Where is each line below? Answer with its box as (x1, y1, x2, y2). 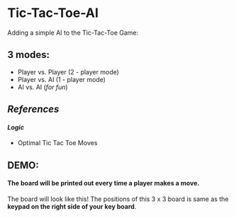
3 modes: (7, 49, 50, 61)
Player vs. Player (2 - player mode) (17, 67, 119, 76)
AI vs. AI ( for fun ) (17, 83, 69, 91)
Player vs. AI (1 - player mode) (17, 75, 106, 84)
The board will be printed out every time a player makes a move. (7, 179, 200, 188)
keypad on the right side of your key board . (7, 202, 137, 210)
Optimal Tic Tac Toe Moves (17, 139, 98, 147)
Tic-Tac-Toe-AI (7, 5, 99, 21)
